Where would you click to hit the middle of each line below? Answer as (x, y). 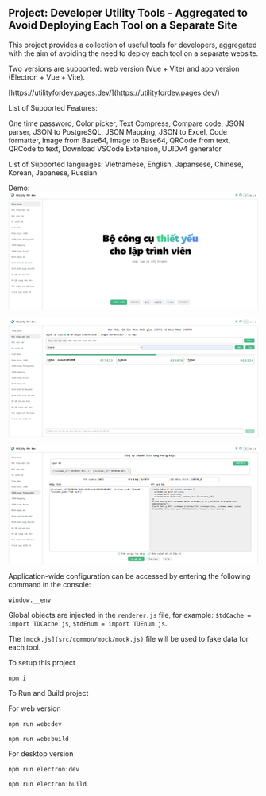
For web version (35, 708)
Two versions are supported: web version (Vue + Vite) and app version (124, 68)
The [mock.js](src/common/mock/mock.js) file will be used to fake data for (128, 638)
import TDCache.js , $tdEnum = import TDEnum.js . (88, 623)
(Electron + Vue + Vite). (47, 77)
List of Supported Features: (53, 107)
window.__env (30, 600)
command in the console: (50, 584)
